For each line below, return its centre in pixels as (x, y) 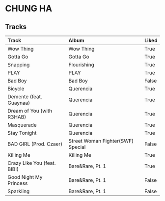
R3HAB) (17, 117)
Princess (18, 183)
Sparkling (19, 191)
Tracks (16, 27)
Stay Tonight (22, 133)
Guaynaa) (19, 103)
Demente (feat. (25, 97)
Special (77, 147)
